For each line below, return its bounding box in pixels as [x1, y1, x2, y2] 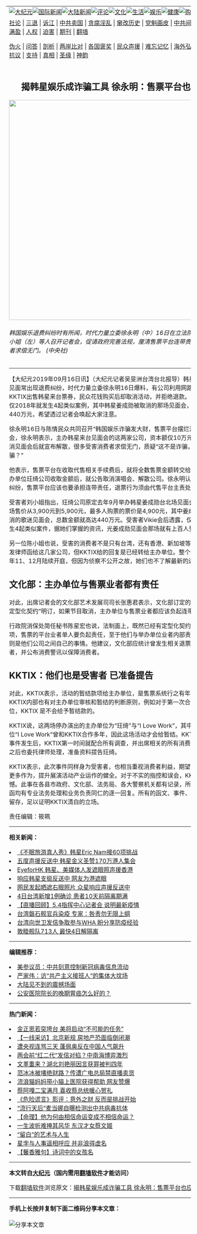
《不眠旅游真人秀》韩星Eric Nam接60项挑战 [17, 848, 138, 856]
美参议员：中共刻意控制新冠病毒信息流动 [17, 963, 129, 971]
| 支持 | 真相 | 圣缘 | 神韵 [22, 51, 89, 59]
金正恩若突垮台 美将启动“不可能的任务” [17, 1025, 124, 1033]
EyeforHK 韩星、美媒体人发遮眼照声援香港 [17, 866, 133, 874]
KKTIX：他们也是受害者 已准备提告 [9, 670, 154, 681]
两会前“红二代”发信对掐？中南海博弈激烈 [17, 1052, 128, 1060]
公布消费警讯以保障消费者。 [26, 648, 104, 656]
